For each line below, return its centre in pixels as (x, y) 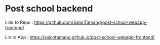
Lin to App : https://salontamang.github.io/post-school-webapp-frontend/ (80, 37)
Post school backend (49, 9)
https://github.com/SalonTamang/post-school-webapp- (90, 22)
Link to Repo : (19, 22)
